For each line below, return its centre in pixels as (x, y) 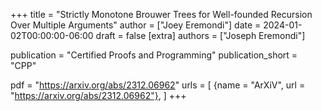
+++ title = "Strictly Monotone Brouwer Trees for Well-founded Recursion (161, 14)
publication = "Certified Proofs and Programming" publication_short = (154, 55)
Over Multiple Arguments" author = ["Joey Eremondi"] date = (136, 25)
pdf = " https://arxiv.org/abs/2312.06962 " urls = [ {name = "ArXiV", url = (158, 85)
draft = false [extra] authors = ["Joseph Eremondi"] (200, 35)
